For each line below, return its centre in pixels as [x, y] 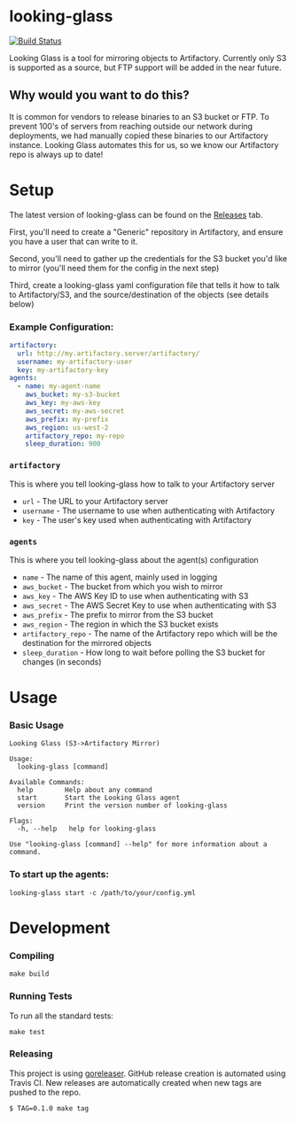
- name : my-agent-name [59, 386]
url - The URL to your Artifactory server [95, 501]
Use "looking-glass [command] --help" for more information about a [138, 845]
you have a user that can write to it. [74, 241]
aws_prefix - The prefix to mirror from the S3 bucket [117, 614]
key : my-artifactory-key [63, 370]
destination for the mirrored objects [87, 643]
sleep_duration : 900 [63, 444]
